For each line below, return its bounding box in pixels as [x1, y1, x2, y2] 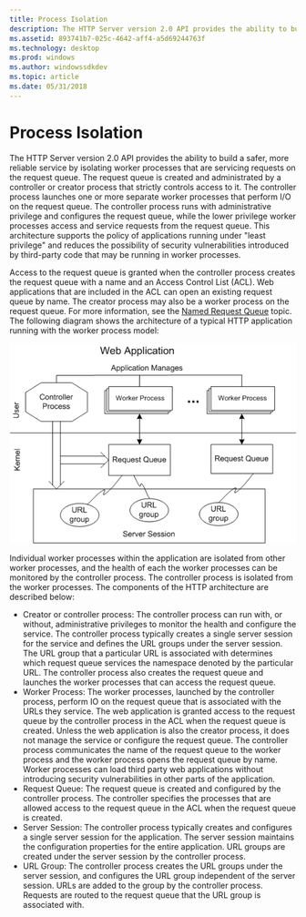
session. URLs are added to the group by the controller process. [22, 880, 263, 891]
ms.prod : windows [9, 53, 76, 63]
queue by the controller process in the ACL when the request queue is [22, 715, 287, 726]
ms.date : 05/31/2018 [9, 82, 88, 91]
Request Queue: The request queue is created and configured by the [22, 783, 281, 794]
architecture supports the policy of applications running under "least [9, 229, 266, 240]
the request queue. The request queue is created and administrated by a [9, 171, 282, 182]
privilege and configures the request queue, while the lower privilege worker [9, 210, 297, 221]
